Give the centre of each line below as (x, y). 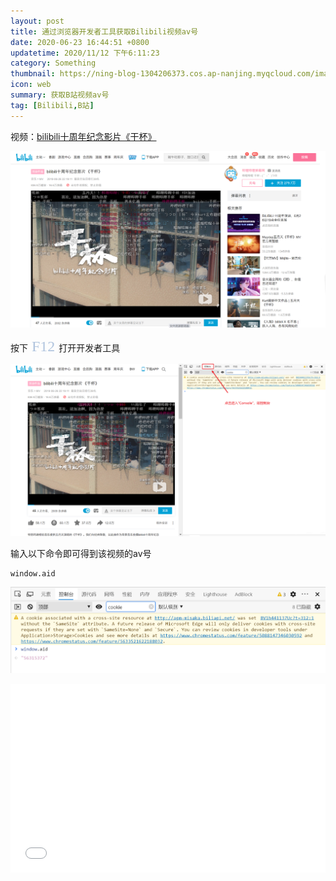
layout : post (37, 21)
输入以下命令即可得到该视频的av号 (81, 553)
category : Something (53, 63)
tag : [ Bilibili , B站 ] (52, 105)
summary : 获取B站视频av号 (60, 95)
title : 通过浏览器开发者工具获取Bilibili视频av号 (104, 31)
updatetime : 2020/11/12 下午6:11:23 (85, 53)
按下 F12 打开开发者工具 (65, 346)
